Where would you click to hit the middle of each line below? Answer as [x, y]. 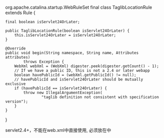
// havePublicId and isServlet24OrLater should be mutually [79, 79]
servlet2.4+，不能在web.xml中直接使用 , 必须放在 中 [58, 130]
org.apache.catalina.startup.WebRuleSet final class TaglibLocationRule [79, 7]
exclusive [16, 84]
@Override [16, 49]
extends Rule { [20, 13]
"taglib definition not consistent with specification [100, 97]
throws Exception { [44, 62]
